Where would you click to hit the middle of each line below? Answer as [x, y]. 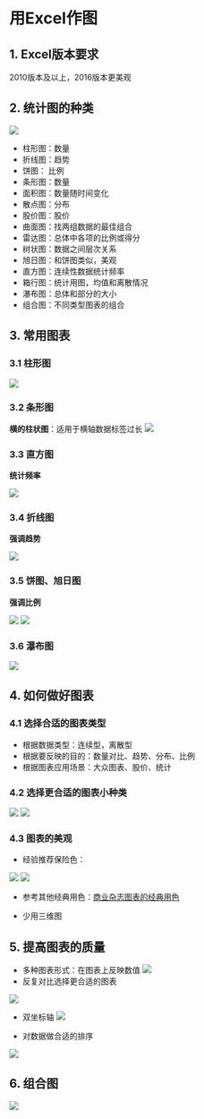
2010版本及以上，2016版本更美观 [70, 77]
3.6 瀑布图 [31, 646]
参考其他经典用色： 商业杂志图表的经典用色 [101, 897]
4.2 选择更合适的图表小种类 [68, 793]
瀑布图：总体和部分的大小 [69, 293]
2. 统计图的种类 [51, 108]
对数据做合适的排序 [58, 1036]
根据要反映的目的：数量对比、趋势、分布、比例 [108, 756]
